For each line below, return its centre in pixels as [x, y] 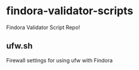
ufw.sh [19, 46]
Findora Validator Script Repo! [43, 27]
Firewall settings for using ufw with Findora [59, 60]
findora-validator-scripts [70, 11]
